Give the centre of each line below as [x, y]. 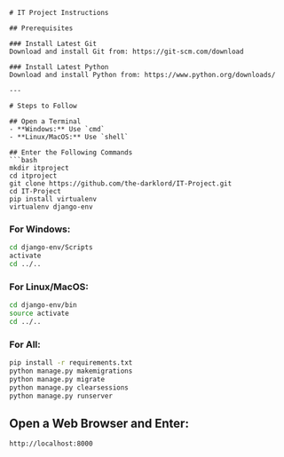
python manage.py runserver [61, 396]
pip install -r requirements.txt [71, 363]
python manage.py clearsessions [69, 387]
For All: [25, 344]
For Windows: [40, 229]
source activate [39, 314]
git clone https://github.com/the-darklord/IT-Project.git [121, 184]
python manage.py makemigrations [71, 371]
